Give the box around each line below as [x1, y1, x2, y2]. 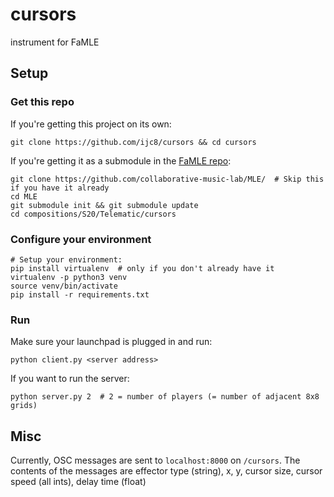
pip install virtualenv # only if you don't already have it [10, 263, 275, 273]
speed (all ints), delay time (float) [10, 476, 147, 488]
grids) [10, 401, 38, 411]
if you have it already [10, 183, 110, 193]
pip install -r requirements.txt [10, 289, 150, 300]
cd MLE [10, 191, 38, 202]
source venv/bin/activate [10, 281, 118, 291]
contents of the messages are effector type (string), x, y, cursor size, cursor [10, 465, 323, 477]
